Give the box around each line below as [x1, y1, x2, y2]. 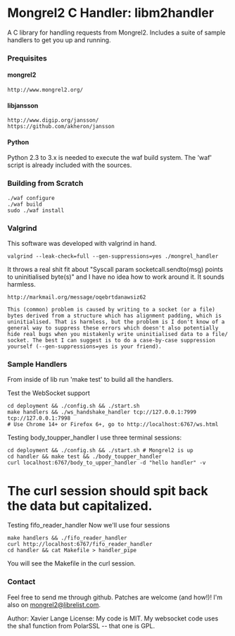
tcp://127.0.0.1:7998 [7, 415, 71, 422]
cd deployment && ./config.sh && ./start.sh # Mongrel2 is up [7, 447, 193, 454]
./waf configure [7, 194, 55, 201]
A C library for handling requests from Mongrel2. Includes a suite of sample [7, 28, 226, 37]
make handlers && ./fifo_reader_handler [7, 535, 128, 542]
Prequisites [7, 53, 47, 63]
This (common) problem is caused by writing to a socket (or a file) [7, 306, 216, 313]
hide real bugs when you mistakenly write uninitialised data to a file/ [7, 331, 229, 338]
